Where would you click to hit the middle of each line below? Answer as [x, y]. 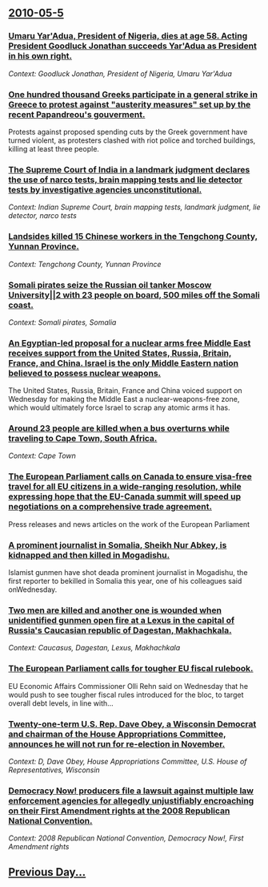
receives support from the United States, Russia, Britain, [120, 353]
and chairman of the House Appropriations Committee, [117, 734]
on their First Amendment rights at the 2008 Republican [119, 811]
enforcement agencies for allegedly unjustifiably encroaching [131, 800]
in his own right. [40, 56]
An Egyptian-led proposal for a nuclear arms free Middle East [130, 342]
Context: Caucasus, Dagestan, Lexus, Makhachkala [94, 648]
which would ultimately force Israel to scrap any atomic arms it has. [119, 407]
